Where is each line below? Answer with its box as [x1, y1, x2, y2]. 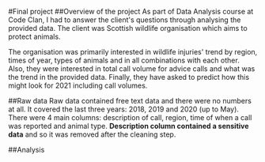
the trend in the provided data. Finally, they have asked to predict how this [8, 73, 250, 81]
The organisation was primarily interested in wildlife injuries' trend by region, [8, 47, 258, 56]
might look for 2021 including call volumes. [8, 81, 148, 90]
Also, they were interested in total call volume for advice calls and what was [8, 64, 256, 73]
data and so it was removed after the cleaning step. [8, 130, 176, 139]
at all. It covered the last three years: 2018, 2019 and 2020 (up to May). [8, 104, 240, 114]
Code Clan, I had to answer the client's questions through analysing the [8, 15, 241, 24]
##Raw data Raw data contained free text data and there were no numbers [8, 96, 252, 105]
